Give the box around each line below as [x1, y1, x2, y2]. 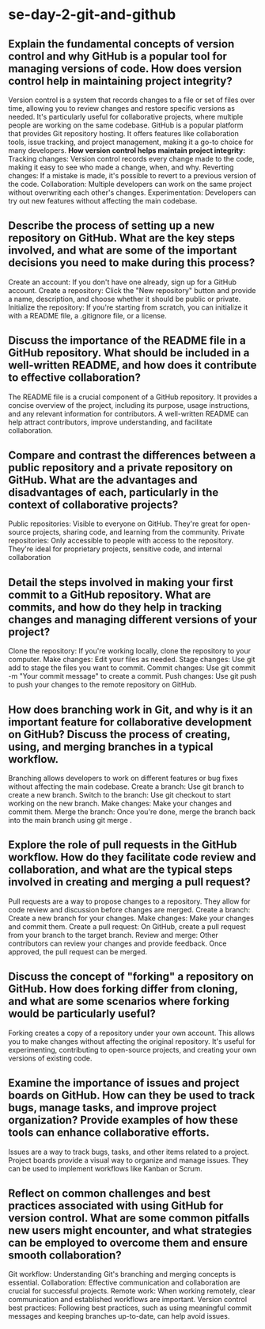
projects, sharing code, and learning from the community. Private [32, 527, 245, 537]
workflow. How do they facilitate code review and [8, 851, 257, 864]
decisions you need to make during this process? [8, 256, 256, 270]
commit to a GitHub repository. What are [8, 588, 211, 601]
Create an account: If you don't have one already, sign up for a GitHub [8, 277, 237, 287]
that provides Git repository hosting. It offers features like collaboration [8, 129, 239, 138]
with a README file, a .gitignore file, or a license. [8, 310, 168, 320]
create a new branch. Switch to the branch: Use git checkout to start [8, 790, 231, 800]
